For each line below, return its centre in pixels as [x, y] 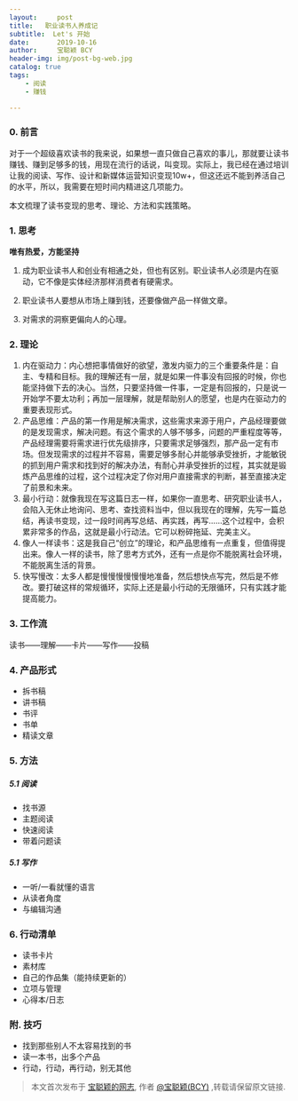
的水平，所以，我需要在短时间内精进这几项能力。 [98, 186]
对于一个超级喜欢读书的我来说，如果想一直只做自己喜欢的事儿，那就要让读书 [149, 153]
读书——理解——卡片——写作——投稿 [79, 645]
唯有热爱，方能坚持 [44, 252]
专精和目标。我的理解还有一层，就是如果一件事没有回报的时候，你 [158, 376]
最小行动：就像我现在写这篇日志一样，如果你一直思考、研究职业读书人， [154, 499]
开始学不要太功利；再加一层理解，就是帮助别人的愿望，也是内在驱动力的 [154, 399]
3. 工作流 [28, 624]
